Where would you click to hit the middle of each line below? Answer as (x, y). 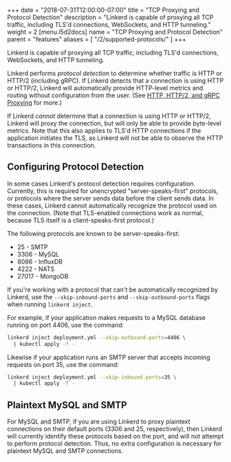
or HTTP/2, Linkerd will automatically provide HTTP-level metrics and (105, 88)
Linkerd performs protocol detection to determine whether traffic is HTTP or (114, 73)
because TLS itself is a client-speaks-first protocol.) (81, 220)
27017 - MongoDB (43, 276)
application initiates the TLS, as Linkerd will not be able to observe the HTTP (115, 138)
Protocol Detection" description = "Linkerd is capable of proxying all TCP (110, 17)
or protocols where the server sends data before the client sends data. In (111, 198)
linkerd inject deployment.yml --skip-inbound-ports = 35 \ (92, 377)
